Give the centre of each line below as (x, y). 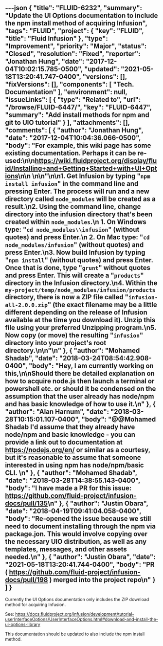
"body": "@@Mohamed (119, 419)
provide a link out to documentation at (64, 442)
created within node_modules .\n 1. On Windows (76, 222)
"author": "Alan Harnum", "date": (57, 412)
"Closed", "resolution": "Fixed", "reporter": (73, 54)
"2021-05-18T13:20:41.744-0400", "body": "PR (80, 565)
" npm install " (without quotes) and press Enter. (79, 260)
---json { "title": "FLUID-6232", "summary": (74, 8)
